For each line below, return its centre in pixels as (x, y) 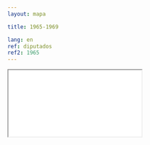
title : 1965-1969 (33, 27)
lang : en (20, 40)
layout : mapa (27, 14)
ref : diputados (30, 46)
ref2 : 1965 (23, 53)
